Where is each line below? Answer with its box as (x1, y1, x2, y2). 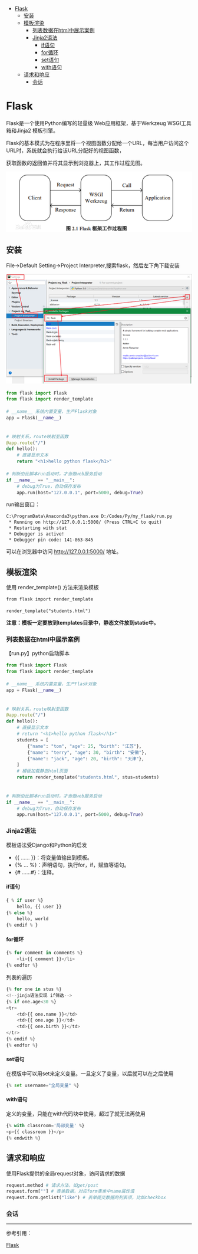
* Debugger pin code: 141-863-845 (8, 537, 94, 543)
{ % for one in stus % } (6, 986, 62, 993)
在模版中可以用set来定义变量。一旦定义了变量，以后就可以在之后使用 (6, 1070, 174, 1077)
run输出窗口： (6, 501, 40, 508)
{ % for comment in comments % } (6, 950, 83, 956)
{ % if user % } (6, 897, 44, 903)
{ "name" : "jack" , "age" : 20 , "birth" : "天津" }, (27, 756, 144, 761)
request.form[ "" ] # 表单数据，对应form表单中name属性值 (6, 1189, 134, 1194)
